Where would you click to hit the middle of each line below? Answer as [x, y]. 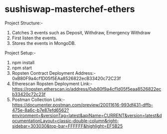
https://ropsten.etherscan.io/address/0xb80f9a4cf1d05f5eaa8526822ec [86, 89]
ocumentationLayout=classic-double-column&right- [65, 121]
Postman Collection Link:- [38, 99]
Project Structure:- [24, 23]
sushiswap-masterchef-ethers [70, 9]
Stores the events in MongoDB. [44, 43]
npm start [22, 68]
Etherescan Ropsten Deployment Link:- [52, 84]
